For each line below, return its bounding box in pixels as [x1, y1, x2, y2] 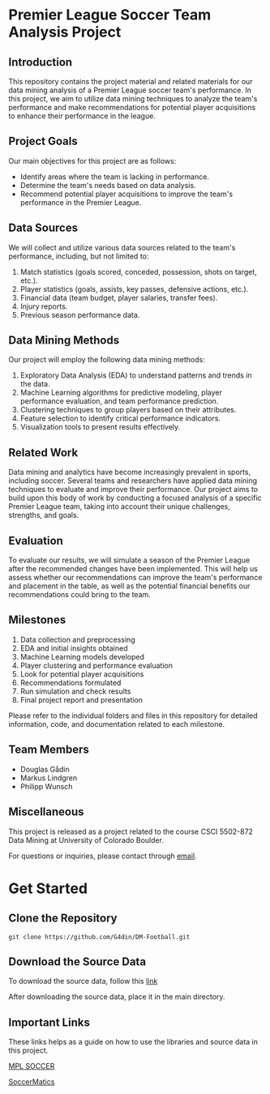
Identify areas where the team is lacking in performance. [19, 172, 209, 182]
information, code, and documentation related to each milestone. [8, 719, 225, 729]
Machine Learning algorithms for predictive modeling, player [19, 387, 223, 398]
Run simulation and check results [19, 686, 131, 696]
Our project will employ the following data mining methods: [8, 355, 205, 365]
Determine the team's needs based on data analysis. [19, 180, 196, 190]
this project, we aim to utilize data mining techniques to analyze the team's [8, 94, 258, 103]
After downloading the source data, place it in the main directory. [8, 992, 225, 1002]
